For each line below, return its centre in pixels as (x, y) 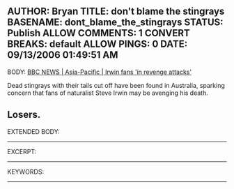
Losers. (24, 115)
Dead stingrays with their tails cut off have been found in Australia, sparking (116, 85)
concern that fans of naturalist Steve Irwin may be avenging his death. (108, 93)
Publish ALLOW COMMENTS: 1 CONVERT (99, 33)
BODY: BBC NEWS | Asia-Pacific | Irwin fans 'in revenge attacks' (100, 72)
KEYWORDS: (25, 172)
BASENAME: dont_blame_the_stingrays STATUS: (116, 23)
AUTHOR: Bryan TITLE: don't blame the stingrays (116, 12)
